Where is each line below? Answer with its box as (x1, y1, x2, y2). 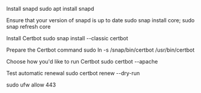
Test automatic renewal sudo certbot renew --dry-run (6, 70, 140, 77)
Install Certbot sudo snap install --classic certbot (6, 35, 128, 41)
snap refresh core (6, 23, 51, 30)
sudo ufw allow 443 (6, 81, 56, 88)
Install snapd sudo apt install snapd (6, 5, 94, 12)
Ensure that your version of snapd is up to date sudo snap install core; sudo (6, 17, 195, 23)
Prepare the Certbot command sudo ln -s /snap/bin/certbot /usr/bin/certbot (6, 46, 195, 53)
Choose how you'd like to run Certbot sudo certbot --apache (6, 58, 159, 65)
